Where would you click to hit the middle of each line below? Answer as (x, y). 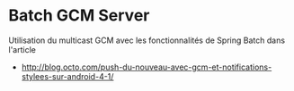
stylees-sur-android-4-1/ (67, 76)
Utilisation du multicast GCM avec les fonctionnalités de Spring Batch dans (147, 40)
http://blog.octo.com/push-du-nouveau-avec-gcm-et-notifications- (147, 67)
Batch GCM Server (79, 16)
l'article (22, 49)
